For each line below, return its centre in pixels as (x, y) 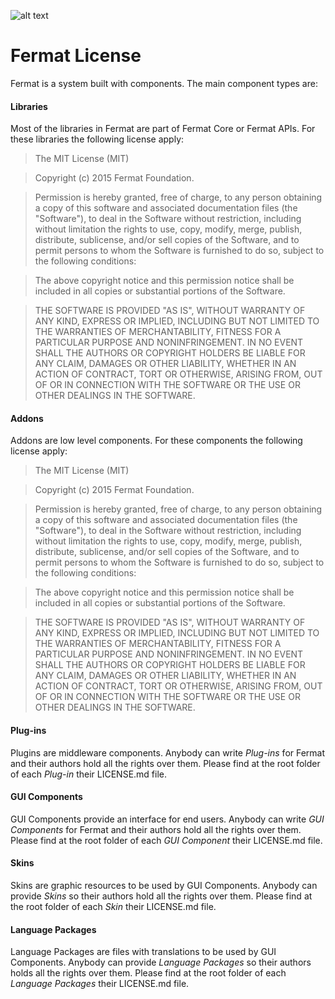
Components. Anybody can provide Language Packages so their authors (161, 962)
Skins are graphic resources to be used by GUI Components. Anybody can (164, 885)
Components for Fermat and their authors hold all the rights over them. (156, 829)
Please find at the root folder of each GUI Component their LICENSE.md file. (166, 840)
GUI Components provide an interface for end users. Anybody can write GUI (167, 819)
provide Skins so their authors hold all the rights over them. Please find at (161, 896)
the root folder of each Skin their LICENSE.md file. (113, 906)
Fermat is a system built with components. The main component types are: (164, 83)
